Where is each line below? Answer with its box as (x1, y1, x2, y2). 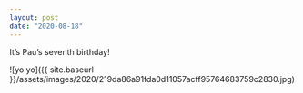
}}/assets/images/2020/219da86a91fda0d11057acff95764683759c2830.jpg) (9, 73, 296, 84)
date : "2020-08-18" (9, 22, 84, 31)
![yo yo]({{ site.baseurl (9, 64, 94, 75)
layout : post (9, 13, 59, 23)
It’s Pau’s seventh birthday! (9, 46, 111, 57)
